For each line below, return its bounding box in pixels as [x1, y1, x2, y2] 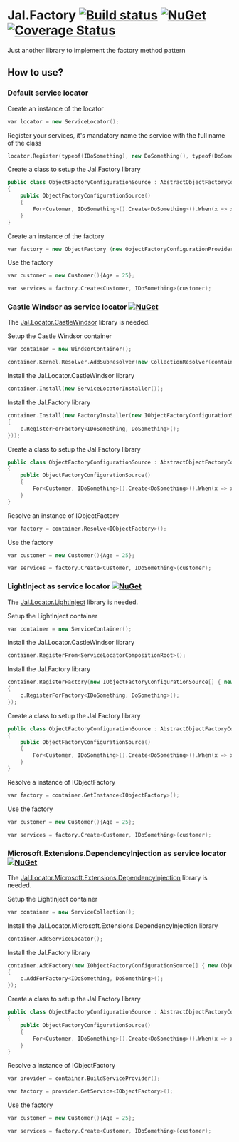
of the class [7, 138, 42, 147]
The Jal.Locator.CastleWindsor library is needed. [7, 318, 151, 327]
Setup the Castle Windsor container [7, 332, 112, 340]
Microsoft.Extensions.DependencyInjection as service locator [7, 848, 227, 858]
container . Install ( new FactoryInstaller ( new [7, 412, 142, 419]
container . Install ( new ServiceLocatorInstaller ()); [7, 385, 164, 392]
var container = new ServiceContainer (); [7, 625, 132, 633]
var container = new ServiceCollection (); [7, 908, 135, 916]
